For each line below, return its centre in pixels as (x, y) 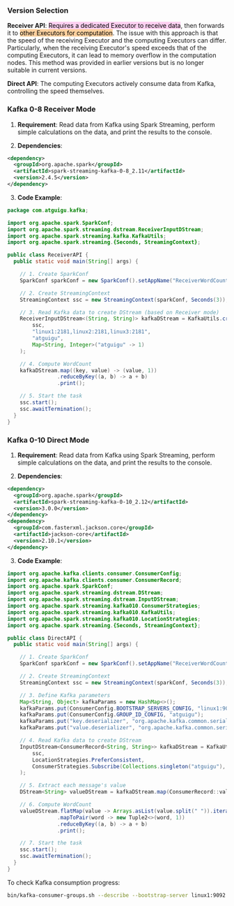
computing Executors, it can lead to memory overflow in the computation (112, 55)
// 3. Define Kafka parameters (65, 695)
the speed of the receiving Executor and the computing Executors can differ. (117, 41)
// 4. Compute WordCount (56, 364)
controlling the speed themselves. (56, 91)
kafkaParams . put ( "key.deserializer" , (75, 722)
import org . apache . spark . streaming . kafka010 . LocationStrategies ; (104, 619)
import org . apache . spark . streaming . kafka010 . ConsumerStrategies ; (104, 606)
